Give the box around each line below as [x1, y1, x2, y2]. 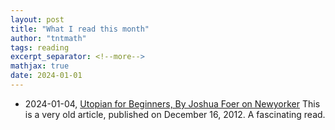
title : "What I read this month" [10, 24, 150, 34]
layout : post [10, 14, 65, 25]
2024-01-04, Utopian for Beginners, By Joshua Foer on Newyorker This [24, 97, 321, 110]
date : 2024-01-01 [10, 71, 83, 81]
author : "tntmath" [10, 33, 87, 43]
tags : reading [10, 42, 70, 53]
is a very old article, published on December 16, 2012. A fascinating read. [24, 108, 326, 120]
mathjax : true [10, 61, 70, 71]
